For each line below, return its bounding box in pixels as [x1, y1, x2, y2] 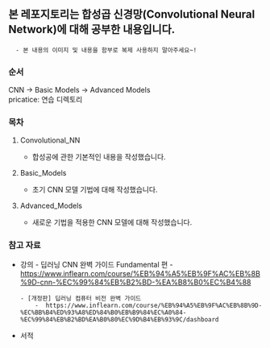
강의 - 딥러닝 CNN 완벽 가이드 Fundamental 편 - [19, 259, 173, 269]
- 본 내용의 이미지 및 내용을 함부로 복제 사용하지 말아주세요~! [15, 46, 197, 54]
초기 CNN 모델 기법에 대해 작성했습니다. [31, 184, 158, 195]
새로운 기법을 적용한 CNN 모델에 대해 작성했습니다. [31, 217, 193, 227]
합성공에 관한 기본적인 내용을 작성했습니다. [31, 152, 167, 162]
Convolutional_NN [19, 135, 81, 145]
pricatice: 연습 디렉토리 [8, 95, 83, 105]
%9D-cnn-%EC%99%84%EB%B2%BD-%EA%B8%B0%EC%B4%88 [19, 277, 251, 287]
